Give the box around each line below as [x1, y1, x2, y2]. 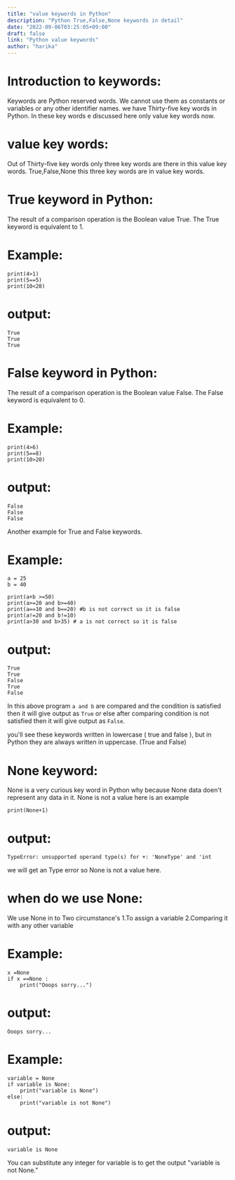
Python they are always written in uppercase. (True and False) [7, 738, 187, 746]
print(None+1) [7, 807, 49, 814]
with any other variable [7, 922, 74, 930]
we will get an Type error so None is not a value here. [7, 866, 162, 874]
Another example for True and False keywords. [7, 527, 142, 536]
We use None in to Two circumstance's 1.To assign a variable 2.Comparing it [7, 914, 228, 922]
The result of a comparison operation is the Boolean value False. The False [7, 388, 224, 396]
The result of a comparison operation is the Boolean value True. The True [7, 215, 220, 223]
